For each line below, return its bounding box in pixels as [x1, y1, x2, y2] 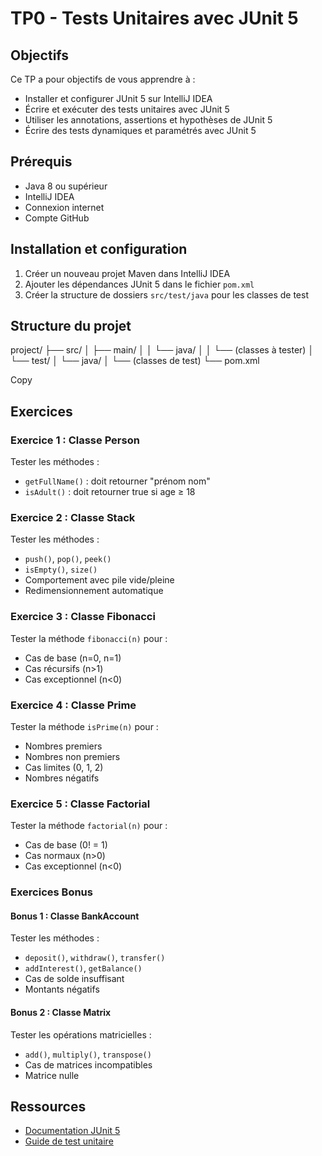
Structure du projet [10, 318, 132, 335]
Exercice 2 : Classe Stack [10, 511, 136, 525]
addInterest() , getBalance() [24, 962, 143, 974]
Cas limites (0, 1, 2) [24, 762, 104, 774]
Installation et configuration [10, 241, 188, 258]
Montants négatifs [24, 983, 100, 996]
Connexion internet [24, 201, 105, 213]
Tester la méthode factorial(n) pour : [10, 820, 168, 832]
